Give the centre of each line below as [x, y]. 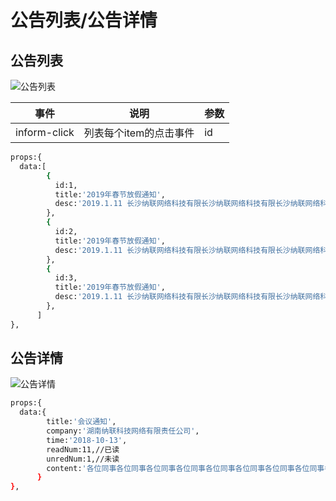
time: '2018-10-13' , [87, 440]
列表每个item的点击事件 [139, 133]
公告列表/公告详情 [84, 20]
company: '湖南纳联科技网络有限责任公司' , [123, 431]
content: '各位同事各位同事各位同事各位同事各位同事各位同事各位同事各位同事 [185, 468]
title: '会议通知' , [81, 422]
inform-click [45, 132]
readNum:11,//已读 [83, 449]
